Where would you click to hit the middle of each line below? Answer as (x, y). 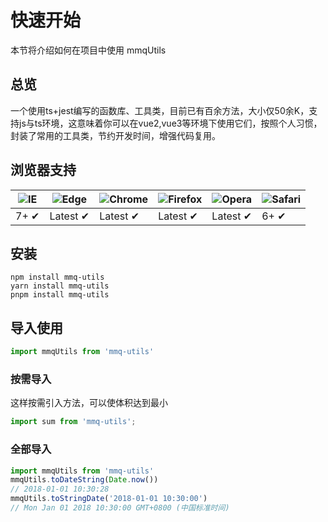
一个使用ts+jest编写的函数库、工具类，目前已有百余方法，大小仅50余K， (160, 110)
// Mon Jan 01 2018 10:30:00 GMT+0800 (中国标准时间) (120, 508)
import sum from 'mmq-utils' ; (73, 422)
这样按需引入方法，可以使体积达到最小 (89, 403)
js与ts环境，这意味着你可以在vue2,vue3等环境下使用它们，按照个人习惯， (170, 123)
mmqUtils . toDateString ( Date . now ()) (84, 480)
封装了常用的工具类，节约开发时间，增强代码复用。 (115, 135)
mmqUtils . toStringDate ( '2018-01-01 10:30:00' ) (109, 499)
